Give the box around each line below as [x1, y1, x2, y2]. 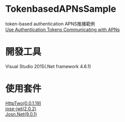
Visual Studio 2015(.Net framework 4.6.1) [5, 63, 91, 69]
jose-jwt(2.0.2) [5, 106, 37, 112]
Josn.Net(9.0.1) [5, 111, 37, 117]
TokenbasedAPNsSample [5, 3, 116, 15]
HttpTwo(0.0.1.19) [5, 100, 41, 106]
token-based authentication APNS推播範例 [5, 21, 95, 27]
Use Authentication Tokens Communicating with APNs [5, 26, 120, 32]
